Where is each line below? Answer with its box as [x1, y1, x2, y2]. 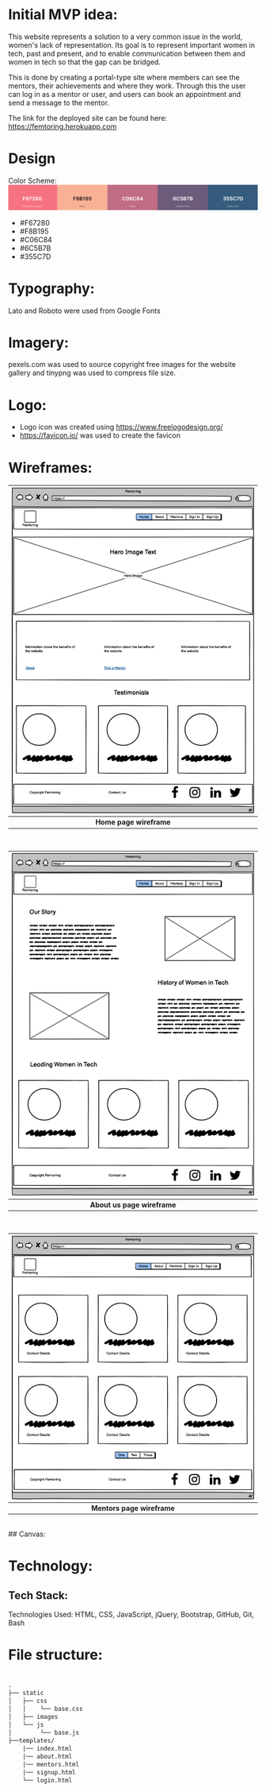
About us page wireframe [89, 1199, 177, 1209]
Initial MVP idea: [8, 6, 118, 24]
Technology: [8, 1557, 93, 1575]
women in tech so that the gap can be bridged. [8, 57, 161, 67]
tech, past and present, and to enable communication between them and [8, 48, 245, 58]
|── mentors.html [22, 1761, 80, 1769]
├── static [8, 1690, 44, 1697]
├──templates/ [8, 1737, 55, 1745]
